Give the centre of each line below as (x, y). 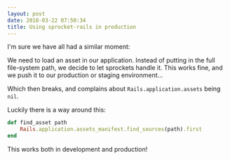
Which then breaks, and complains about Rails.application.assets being (114, 89)
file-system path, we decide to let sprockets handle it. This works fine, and (115, 68)
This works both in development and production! (77, 149)
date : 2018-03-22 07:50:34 (47, 20)
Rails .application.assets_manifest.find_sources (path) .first (111, 129)
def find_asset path (38, 123)
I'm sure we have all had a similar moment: (69, 47)
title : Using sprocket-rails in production (72, 27)
